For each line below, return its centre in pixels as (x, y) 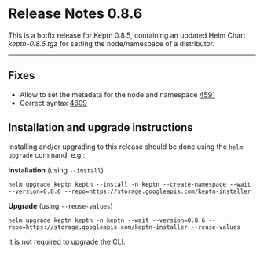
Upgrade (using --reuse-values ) (60, 205)
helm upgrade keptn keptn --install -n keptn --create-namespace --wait (130, 184)
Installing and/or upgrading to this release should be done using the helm (126, 147)
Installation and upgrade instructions (101, 127)
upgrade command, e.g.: (47, 154)
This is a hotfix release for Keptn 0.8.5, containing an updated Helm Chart (127, 35)
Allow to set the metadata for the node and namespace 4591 (117, 94)
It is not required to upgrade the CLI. (67, 241)
